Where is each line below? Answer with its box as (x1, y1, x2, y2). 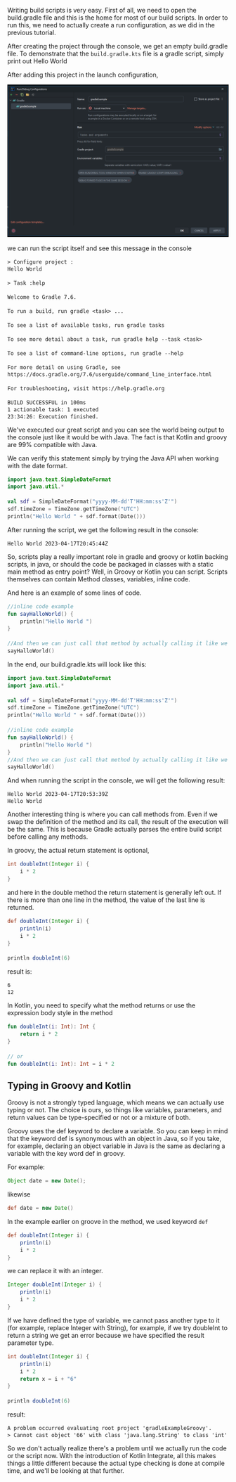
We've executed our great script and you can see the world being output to (7, 425, 225, 434)
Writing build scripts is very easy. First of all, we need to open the (7, 6, 197, 14)
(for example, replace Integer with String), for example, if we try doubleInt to (7, 1323, 228, 1332)
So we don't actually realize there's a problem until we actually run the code (7, 1444, 227, 1452)
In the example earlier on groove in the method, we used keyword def (7, 1217, 209, 1225)
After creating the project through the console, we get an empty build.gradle (7, 42, 228, 50)
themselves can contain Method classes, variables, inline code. (7, 574, 191, 583)
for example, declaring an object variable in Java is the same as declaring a (7, 1142, 225, 1150)
